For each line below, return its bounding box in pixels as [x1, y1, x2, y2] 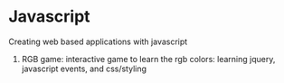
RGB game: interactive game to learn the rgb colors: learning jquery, [21, 53, 276, 64]
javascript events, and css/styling [21, 63, 147, 74]
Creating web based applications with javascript [8, 36, 188, 47]
